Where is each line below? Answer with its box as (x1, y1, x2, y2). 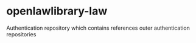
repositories (6, 30, 37, 38)
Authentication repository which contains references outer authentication (6, 24, 190, 31)
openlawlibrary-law (6, 4, 108, 18)
